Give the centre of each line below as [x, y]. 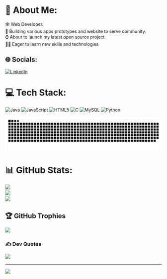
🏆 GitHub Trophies [36, 216]
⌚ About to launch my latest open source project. [55, 37]
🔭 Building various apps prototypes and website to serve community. [76, 31]
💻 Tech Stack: [36, 93]
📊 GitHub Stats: [39, 170]
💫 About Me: [31, 10]
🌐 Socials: [21, 60]
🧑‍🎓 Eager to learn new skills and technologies [52, 44]
